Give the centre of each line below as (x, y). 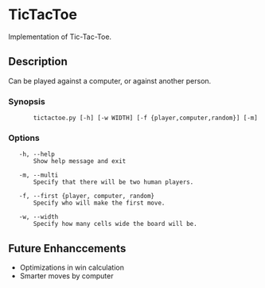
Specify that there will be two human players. (113, 182)
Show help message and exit (80, 162)
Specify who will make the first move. (99, 203)
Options (24, 138)
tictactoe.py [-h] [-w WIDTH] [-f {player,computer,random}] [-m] (146, 118)
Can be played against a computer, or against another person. (110, 80)
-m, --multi (39, 175)
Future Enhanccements (67, 248)
